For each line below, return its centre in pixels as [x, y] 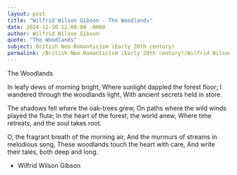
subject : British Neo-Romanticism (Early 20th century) [91, 47]
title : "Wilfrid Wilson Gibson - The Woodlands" [80, 20]
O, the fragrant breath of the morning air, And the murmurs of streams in [112, 137]
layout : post [26, 14]
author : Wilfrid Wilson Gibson [53, 34]
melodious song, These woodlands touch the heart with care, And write [111, 144]
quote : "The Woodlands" [42, 40]
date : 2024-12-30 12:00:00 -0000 [56, 27]
